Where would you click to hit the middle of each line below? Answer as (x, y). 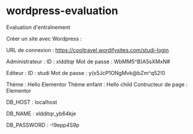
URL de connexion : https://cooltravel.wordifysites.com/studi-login (88, 50)
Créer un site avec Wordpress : (44, 38)
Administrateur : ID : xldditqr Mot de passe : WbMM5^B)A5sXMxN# (88, 61)
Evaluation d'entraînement (38, 27)
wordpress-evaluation (62, 11)
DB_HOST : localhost (32, 102)
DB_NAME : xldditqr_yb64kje (41, 113)
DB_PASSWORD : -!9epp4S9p (43, 125)
